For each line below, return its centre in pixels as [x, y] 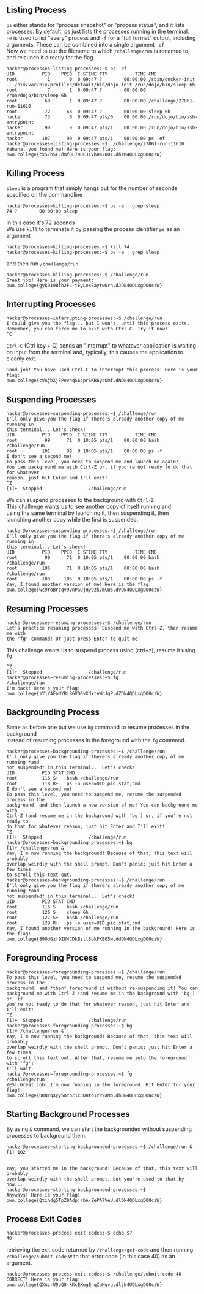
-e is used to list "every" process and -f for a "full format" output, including [101, 38]
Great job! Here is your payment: [50, 280]
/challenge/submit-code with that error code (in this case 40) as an [91, 1257]
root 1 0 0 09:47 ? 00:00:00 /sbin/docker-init [101, 79]
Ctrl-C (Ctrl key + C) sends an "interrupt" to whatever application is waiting [101, 346]
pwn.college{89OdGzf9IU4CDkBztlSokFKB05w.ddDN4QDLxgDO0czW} [85, 939]
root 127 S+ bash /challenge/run [63, 918]
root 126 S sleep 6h [47, 912]
